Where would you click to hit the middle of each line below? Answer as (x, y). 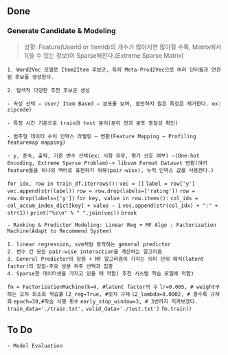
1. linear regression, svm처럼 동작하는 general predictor (89, 244)
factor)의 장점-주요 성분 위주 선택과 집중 (60, 266)
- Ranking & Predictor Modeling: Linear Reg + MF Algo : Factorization (112, 225)
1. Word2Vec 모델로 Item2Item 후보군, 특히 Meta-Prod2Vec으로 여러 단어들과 (108, 69)
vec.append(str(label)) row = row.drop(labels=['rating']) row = (101, 191)
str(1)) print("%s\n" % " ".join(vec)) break (72, 213)
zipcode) (20, 109)
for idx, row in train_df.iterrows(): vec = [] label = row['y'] (101, 184)
